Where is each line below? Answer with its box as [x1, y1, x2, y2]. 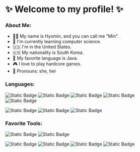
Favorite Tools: [5, 120, 43, 127]
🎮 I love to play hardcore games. [12, 61, 82, 67]
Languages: [5, 81, 35, 88]
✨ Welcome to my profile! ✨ [5, 4, 123, 15]
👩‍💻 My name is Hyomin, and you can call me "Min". [12, 33, 119, 39]
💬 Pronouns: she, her [12, 68, 56, 74]
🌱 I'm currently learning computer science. [12, 39, 102, 45]
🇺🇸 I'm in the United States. [12, 44, 72, 50]
